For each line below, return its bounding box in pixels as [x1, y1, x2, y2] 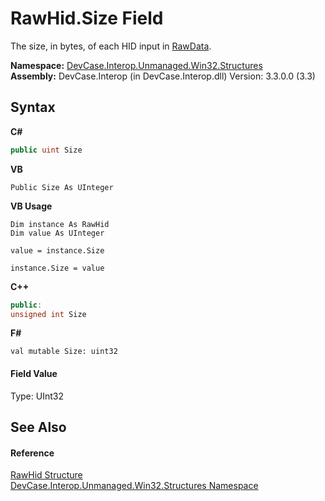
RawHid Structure [10, 469, 83, 481]
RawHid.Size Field [10, 7, 164, 30]
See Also [10, 418, 67, 436]
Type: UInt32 [10, 390, 64, 402]
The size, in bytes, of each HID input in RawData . [10, 40, 212, 52]
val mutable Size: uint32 [10, 347, 118, 357]
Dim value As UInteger [10, 228, 105, 238]
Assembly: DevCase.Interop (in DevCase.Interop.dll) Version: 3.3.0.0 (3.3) [10, 70, 316, 82]
